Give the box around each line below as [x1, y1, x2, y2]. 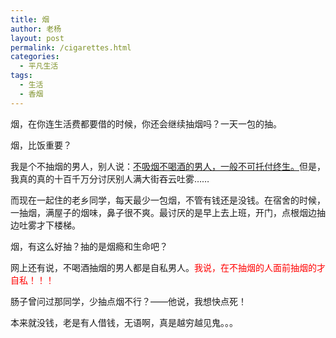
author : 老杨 [10, 24, 62, 34]
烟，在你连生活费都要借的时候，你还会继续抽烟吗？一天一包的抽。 [10, 117, 282, 130]
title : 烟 [10, 14, 50, 25]
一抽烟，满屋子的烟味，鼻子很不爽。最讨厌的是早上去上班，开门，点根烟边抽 [10, 206, 326, 218]
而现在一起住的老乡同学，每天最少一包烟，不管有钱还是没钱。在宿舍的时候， [10, 194, 326, 206]
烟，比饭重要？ [10, 139, 72, 151]
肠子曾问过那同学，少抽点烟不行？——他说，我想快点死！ [10, 295, 247, 307]
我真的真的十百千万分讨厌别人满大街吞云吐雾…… [10, 172, 210, 185]
